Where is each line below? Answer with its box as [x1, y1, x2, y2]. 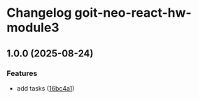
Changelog [6, 5, 72, 21]
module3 [6, 20, 60, 36]
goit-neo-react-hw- [74, 5, 192, 21]
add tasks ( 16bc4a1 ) [16, 84, 75, 92]
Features [6, 68, 38, 78]
